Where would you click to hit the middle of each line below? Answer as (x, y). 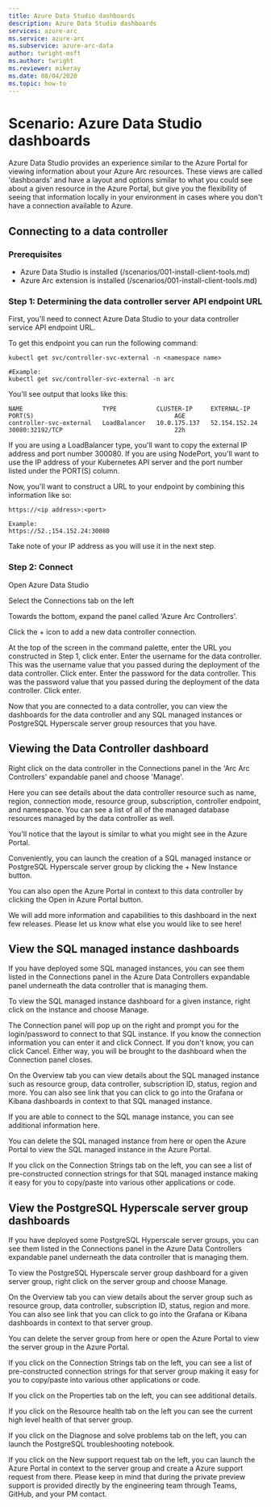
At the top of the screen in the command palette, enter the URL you (120, 647)
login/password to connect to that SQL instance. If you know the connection (135, 1034)
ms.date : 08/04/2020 (43, 76)
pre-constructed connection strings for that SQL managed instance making (133, 1174)
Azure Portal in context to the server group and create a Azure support (126, 1468)
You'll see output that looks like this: (68, 394)
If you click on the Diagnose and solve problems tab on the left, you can (128, 1436)
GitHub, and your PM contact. (58, 1494)
